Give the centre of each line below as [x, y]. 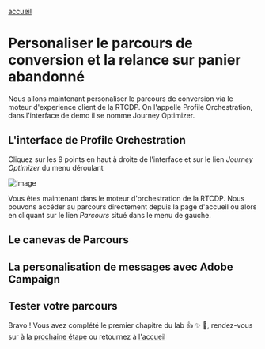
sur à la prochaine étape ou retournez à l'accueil [87, 337]
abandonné [47, 77]
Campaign [34, 279]
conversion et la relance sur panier [125, 60]
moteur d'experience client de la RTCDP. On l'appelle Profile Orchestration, [131, 107]
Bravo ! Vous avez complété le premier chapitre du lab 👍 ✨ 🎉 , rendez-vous [131, 325]
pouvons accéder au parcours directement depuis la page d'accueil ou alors [132, 206]
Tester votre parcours [63, 306]
